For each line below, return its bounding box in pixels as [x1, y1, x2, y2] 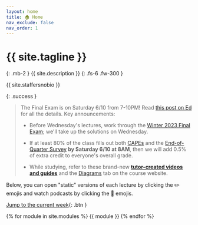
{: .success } [6, 92, 37, 100]
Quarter [29, 145, 48, 153]
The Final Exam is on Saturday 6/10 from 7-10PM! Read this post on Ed [20, 104, 192, 111]
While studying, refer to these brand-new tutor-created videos [29, 163, 183, 171]
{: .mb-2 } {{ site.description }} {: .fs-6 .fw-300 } [6, 70, 124, 77]
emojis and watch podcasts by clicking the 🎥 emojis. [6, 190, 134, 197]
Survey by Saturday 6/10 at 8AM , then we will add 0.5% [49, 145, 187, 153]
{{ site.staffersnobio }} [6, 81, 61, 88]
